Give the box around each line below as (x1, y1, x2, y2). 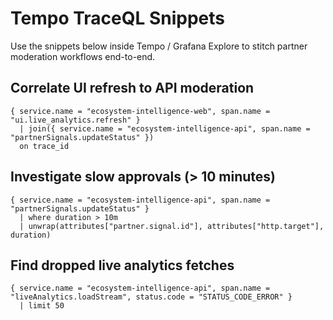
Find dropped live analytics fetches (10, 257, 235, 274)
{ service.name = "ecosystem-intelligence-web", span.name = (10, 106, 271, 116)
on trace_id (19, 141, 70, 151)
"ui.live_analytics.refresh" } (10, 115, 141, 125)
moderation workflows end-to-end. (10, 50, 156, 62)
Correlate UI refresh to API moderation (10, 80, 255, 97)
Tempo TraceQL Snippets (10, 7, 225, 30)
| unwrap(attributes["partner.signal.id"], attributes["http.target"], (19, 221, 325, 231)
